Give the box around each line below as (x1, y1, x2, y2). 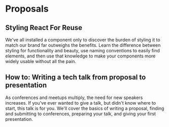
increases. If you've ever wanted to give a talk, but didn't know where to (5, 100, 156, 106)
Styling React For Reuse (5, 23, 83, 32)
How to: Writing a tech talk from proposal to (5, 73, 146, 82)
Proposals (5, 3, 49, 15)
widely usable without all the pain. (5, 58, 77, 64)
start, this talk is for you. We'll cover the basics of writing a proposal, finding (5, 105, 164, 111)
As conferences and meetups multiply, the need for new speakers (5, 94, 143, 101)
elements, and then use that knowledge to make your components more (5, 53, 156, 59)
